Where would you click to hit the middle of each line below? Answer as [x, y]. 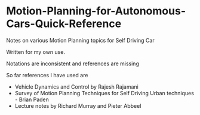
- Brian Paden [32, 99]
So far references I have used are [47, 75]
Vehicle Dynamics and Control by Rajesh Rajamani [76, 87]
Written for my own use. [36, 52]
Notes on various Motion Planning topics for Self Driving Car [80, 40]
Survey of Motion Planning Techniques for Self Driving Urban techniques [104, 93]
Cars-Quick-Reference [64, 24]
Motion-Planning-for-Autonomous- [96, 11]
